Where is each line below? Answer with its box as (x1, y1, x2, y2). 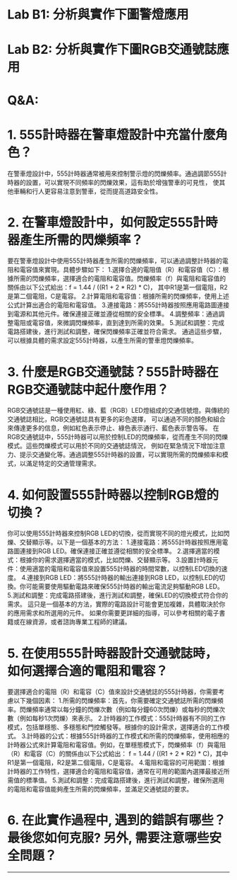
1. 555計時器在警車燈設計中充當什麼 (7, 127, 216, 142)
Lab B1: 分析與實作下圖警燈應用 (7, 6, 189, 23)
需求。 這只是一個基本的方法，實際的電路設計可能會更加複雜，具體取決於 (7, 600, 219, 609)
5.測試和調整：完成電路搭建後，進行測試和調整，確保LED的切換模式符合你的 (7, 591, 229, 600)
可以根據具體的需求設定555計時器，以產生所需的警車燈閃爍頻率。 (7, 336, 197, 345)
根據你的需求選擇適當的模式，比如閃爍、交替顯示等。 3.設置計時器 (19, 556, 213, 564)
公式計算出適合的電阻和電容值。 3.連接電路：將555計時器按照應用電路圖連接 (7, 301, 230, 309)
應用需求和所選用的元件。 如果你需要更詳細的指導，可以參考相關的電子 (13, 609, 219, 617)
